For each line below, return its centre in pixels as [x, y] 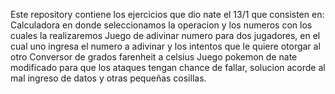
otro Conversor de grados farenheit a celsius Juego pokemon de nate [154, 57]
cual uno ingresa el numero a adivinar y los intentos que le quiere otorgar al [165, 46]
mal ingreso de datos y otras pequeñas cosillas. [108, 78]
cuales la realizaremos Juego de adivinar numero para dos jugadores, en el [165, 35]
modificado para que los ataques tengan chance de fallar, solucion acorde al [168, 67]
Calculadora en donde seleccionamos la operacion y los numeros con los [161, 25]
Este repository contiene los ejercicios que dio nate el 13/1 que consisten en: [167, 14]
